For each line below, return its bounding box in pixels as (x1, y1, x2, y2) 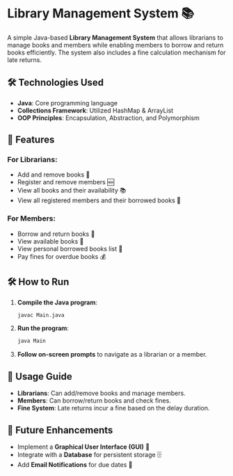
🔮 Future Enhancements (7, 424, 113, 436)
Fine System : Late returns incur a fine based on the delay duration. (17, 404, 210, 412)
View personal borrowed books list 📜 (17, 244, 123, 253)
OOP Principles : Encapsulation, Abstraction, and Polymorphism (17, 113, 200, 122)
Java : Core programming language (17, 98, 118, 107)
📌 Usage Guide (7, 371, 73, 382)
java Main (17, 338, 47, 345)
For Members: (7, 214, 56, 223)
